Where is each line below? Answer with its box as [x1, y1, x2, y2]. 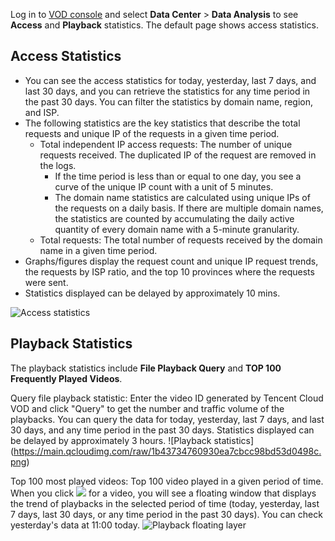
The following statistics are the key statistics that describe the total [24, 117, 301, 129]
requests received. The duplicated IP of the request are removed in [39, 149, 317, 161]
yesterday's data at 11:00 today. [10, 519, 141, 531]
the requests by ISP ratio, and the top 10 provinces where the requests [24, 265, 315, 278]
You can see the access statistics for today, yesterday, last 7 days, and [24, 74, 317, 86]
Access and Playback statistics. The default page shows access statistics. [10, 19, 320, 31]
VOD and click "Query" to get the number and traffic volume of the [10, 402, 285, 414]
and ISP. [24, 106, 60, 118]
